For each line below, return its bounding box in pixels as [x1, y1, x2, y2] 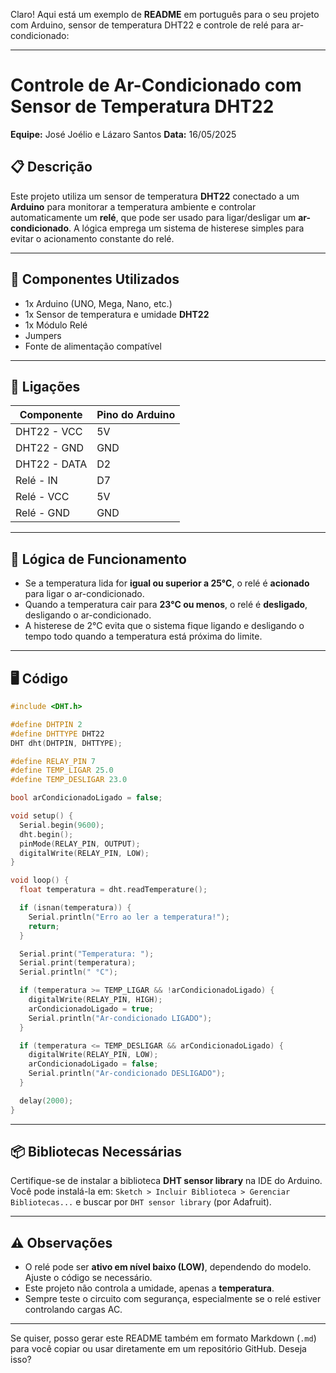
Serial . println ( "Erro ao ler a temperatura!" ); [28, 912, 230, 922]
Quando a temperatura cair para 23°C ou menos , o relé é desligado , [24, 599, 308, 611]
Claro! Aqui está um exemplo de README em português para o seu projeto [10, 9, 320, 20]
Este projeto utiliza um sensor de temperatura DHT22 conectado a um [10, 190, 300, 202]
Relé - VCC [15, 490, 70, 504]
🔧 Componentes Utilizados [10, 271, 180, 288]
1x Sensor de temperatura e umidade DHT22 [24, 308, 210, 320]
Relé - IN [15, 474, 58, 488]
